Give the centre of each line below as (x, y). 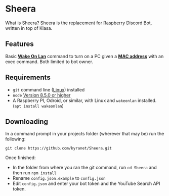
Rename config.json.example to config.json (59, 178)
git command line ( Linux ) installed (49, 89)
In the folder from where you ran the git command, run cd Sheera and (85, 168)
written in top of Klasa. (29, 28)
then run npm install (34, 173)
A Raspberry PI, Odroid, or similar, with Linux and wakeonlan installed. (85, 100)
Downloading (27, 121)
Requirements (28, 78)
